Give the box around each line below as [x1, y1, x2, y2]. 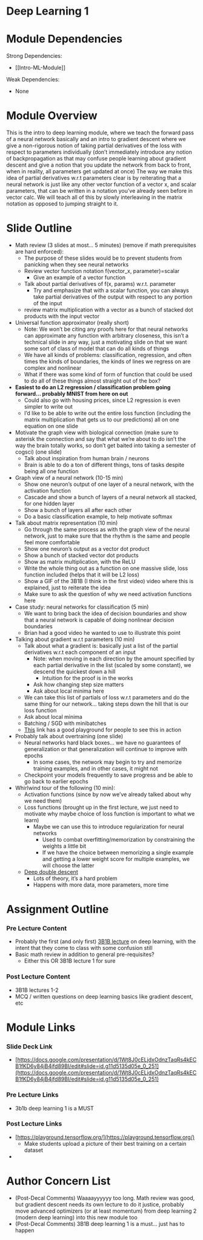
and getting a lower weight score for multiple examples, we [42, 856, 190, 862]
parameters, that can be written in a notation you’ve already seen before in [6, 187, 193, 195]
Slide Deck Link [6, 1042, 53, 1050]
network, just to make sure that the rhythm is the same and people [24, 532, 190, 539]
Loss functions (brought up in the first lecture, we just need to [24, 804, 179, 811]
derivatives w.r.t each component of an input [24, 649, 136, 656]
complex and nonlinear [24, 364, 82, 372]
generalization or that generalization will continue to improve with [24, 746, 188, 752]
